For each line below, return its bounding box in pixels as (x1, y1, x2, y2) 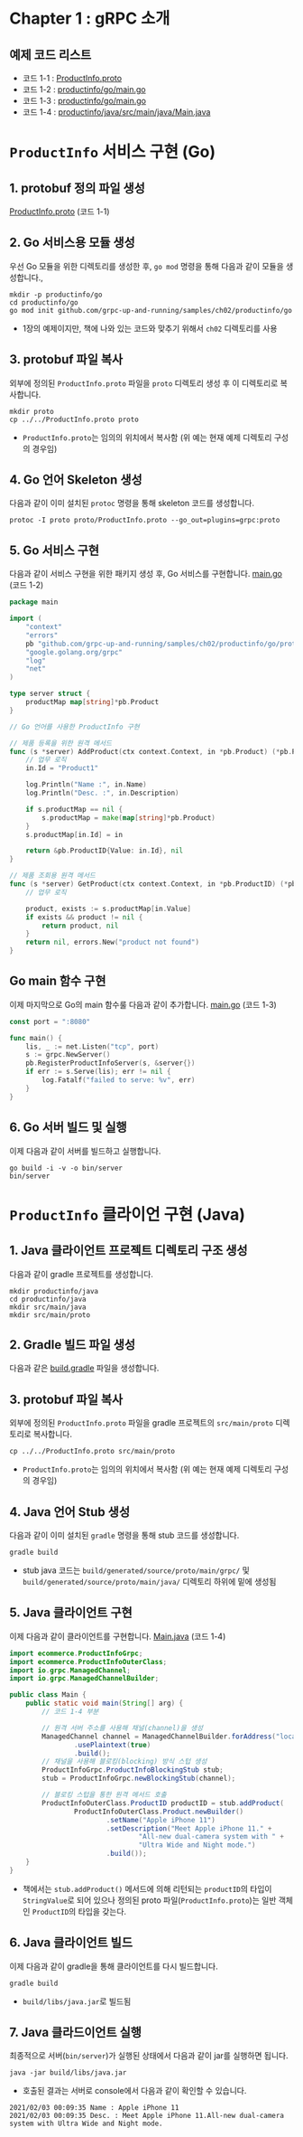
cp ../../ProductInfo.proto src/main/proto (9, 1447, 176, 1456)
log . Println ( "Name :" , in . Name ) (25, 780, 147, 789)
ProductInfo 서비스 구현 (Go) (9, 142, 216, 163)
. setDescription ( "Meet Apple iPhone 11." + (106, 1823, 272, 1833)
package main (9, 598, 59, 607)
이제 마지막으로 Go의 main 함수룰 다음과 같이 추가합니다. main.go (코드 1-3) (9, 999, 277, 1010)
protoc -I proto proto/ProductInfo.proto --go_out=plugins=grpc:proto (9, 516, 280, 525)
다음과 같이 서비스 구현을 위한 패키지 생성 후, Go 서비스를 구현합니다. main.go (9, 569, 282, 579)
